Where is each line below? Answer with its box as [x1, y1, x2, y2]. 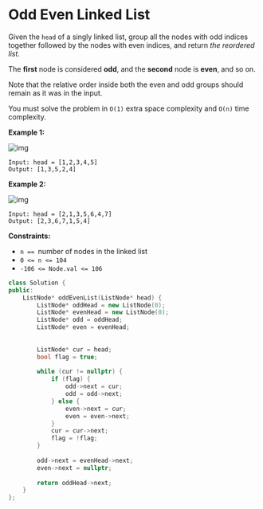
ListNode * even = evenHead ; [37, 323, 130, 331]
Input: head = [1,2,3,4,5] [8, 158, 98, 166]
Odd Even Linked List [8, 6, 151, 24]
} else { [50, 397, 80, 405]
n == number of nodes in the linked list [19, 246, 147, 256]
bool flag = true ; [37, 353, 98, 361]
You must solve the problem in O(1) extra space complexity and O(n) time [8, 104, 249, 113]
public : [8, 286, 34, 294]
